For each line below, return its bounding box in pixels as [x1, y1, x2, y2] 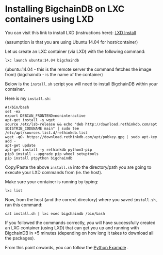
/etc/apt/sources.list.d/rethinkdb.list [5, 130, 88, 135]
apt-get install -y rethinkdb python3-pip [5, 147, 92, 152]
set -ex [5, 109, 21, 114]
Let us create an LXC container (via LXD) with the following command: [5, 48, 146, 54]
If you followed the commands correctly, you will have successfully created [5, 220, 156, 225]
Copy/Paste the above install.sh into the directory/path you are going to [5, 164, 152, 170]
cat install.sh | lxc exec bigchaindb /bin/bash [5, 211, 105, 216]
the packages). [5, 235, 35, 241]
